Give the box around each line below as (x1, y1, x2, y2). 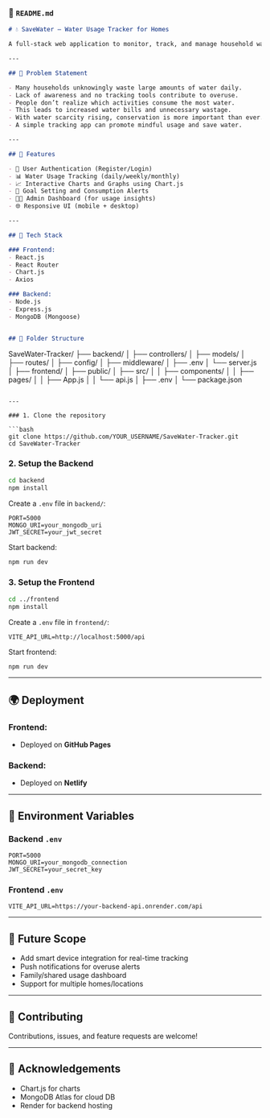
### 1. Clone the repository (8, 411, 106, 420)
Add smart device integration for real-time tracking (19, 954, 189, 963)
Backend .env (8, 833, 63, 844)
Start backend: (8, 542, 58, 552)
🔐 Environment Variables (8, 809, 135, 822)
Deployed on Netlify (19, 778, 88, 788)
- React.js (8, 253, 45, 261)
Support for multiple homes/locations (19, 979, 144, 989)
